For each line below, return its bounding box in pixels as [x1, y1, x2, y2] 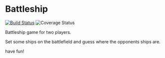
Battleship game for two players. [5, 29, 71, 35]
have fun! [5, 48, 25, 54]
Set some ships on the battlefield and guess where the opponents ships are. [5, 38, 161, 45]
